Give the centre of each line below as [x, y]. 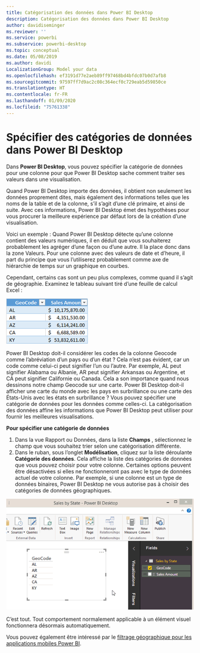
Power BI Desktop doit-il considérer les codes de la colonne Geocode [91, 353]
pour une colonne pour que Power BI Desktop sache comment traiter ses [96, 173]
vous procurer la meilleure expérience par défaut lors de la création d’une [96, 216]
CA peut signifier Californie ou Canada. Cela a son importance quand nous [98, 378]
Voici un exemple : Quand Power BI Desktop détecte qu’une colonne [90, 234]
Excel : [14, 290]
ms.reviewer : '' [26, 32]
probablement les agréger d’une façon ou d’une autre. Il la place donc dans [98, 247]
